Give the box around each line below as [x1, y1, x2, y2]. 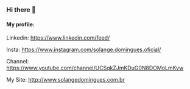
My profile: [6, 21, 35, 28]
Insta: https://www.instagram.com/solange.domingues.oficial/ [6, 46, 161, 54]
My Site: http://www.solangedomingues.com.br [6, 76, 125, 84]
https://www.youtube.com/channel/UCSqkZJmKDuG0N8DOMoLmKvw [6, 64, 184, 72]
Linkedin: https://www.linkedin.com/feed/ [6, 34, 110, 41]
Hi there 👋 [6, 5, 37, 14]
